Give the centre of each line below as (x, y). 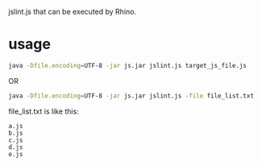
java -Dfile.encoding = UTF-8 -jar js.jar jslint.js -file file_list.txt (131, 96)
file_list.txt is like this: (44, 111)
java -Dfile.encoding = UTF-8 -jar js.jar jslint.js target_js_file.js (128, 65)
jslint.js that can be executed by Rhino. (73, 12)
